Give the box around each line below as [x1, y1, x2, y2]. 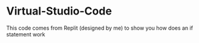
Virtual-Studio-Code [6, 4, 112, 18]
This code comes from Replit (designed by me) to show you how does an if [6, 24, 194, 31]
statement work [6, 30, 45, 38]
